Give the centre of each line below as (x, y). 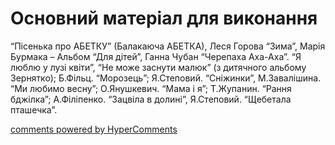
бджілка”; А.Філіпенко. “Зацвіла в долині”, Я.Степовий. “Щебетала (151, 99)
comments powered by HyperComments (94, 129)
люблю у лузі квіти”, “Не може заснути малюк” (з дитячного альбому (158, 67)
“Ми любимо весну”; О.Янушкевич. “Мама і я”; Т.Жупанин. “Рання (151, 88)
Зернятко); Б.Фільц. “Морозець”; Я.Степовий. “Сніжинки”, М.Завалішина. (166, 78)
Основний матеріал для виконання (164, 18)
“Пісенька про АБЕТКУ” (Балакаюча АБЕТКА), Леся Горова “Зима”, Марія (168, 46)
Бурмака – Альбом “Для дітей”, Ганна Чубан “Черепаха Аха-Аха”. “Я (156, 56)
